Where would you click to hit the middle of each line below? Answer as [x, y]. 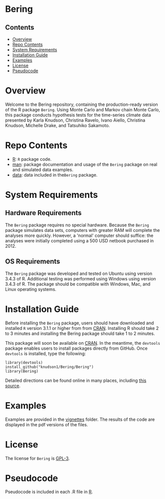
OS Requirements [33, 261]
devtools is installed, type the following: [46, 353]
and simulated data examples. [43, 170]
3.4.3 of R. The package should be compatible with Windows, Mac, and [78, 284]
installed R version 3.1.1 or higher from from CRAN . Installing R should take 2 [82, 328]
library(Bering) [22, 371]
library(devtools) [24, 363]
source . [13, 386]
